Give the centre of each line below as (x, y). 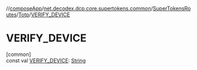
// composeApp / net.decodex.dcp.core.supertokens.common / (80, 8)
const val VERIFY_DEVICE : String (46, 60)
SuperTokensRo (172, 8)
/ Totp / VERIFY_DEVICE (43, 15)
